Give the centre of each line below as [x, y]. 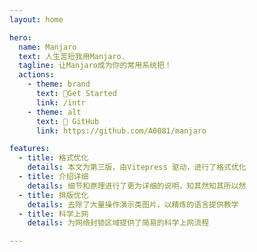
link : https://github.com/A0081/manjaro [121, 131]
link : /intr [60, 102]
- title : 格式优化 [53, 158]
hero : [20, 37]
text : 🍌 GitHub [67, 121]
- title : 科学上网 [53, 214]
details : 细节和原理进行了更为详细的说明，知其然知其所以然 [137, 186]
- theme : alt [54, 112]
